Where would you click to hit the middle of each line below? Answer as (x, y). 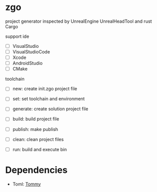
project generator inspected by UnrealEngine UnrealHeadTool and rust (79, 21)
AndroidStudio (28, 63)
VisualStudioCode (31, 52)
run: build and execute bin (40, 149)
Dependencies (36, 170)
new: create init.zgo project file (45, 89)
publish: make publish (35, 129)
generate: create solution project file (50, 109)
